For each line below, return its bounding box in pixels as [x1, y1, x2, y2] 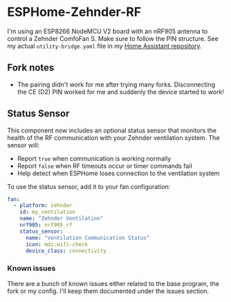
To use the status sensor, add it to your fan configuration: [7, 182, 171, 190]
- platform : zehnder [13, 202, 73, 209]
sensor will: [7, 141, 40, 149]
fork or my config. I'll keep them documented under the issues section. [7, 287, 210, 295]
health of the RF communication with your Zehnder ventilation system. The [7, 133, 220, 142]
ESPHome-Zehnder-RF [7, 4, 142, 20]
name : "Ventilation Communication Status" [25, 234, 150, 241]
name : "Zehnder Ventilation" [19, 215, 104, 222]
